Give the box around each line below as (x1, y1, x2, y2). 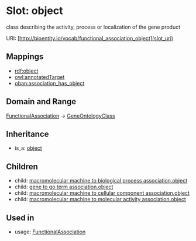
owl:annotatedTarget (14, 73, 65, 80)
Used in (6, 212, 35, 223)
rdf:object (14, 67, 39, 74)
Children (6, 161, 38, 171)
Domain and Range (6, 97, 77, 106)
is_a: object (14, 144, 42, 152)
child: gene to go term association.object (14, 183, 114, 191)
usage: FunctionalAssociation (14, 228, 86, 235)
